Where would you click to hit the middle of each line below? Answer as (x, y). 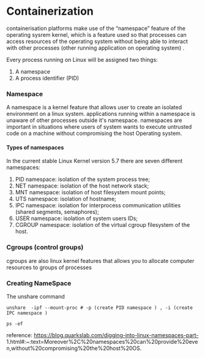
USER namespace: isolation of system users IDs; (76, 218)
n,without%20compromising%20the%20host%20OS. (74, 348)
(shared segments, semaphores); (57, 212)
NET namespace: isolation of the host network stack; (82, 186)
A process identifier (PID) (47, 78)
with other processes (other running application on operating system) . (95, 48)
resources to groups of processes (49, 267)
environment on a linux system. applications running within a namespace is (101, 114)
